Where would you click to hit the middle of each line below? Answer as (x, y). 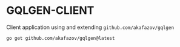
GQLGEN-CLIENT (50, 11)
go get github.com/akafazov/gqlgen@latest (61, 38)
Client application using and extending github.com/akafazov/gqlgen (90, 27)
